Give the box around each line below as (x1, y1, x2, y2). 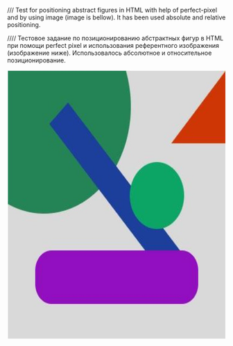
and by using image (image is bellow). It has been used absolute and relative (7, 13, 226, 21)
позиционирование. (7, 56, 66, 64)
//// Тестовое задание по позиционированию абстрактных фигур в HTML (7, 34, 224, 42)
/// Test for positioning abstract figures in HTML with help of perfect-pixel (7, 6, 217, 14)
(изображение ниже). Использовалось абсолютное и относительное (7, 49, 212, 57)
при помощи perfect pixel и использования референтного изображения (7, 42, 220, 49)
